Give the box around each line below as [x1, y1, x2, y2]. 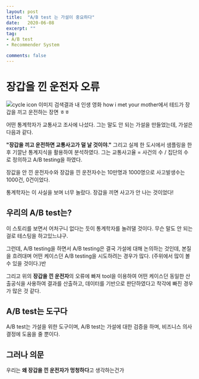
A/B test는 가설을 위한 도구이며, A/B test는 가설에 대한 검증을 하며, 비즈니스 [6, 323, 181, 330]
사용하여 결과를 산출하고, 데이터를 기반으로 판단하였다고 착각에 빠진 [26, 280, 182, 287]
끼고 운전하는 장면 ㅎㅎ [17, 108, 70, 115]
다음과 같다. [6, 129, 34, 136]
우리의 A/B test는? [6, 208, 72, 218]
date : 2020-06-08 [6, 20, 55, 26]
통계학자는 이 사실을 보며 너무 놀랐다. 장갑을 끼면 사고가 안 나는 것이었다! [6, 189, 174, 196]
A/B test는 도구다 [6, 306, 68, 316]
